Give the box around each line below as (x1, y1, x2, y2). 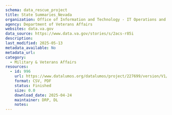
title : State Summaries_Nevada (5, 12, 72, 17)
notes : (14, 102, 29, 107)
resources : (5, 64, 29, 69)
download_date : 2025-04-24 (14, 93, 72, 98)
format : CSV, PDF (14, 78, 52, 83)
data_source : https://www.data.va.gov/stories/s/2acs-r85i (5, 31, 134, 36)
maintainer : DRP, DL (14, 97, 58, 102)
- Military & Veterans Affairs (10, 60, 77, 65)
